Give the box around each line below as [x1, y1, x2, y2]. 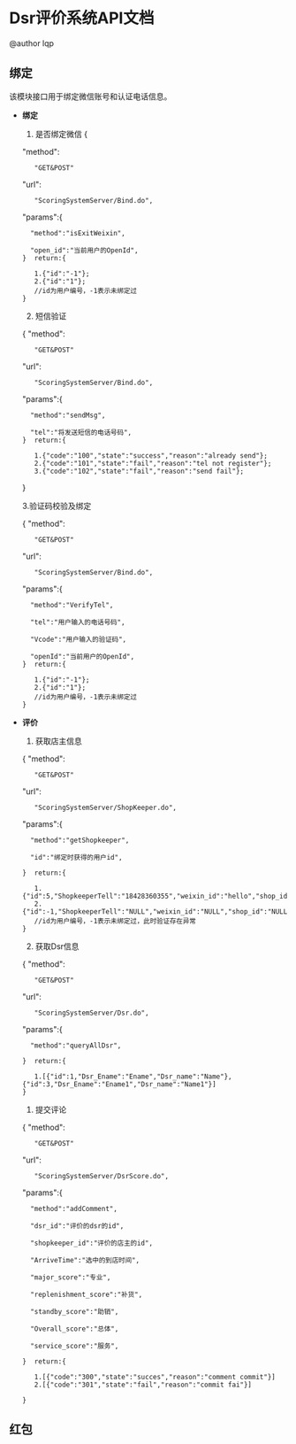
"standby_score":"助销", [30, 1307, 119, 1316]
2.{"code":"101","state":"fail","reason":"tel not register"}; [34, 459, 272, 467]
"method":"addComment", [30, 1204, 118, 1213]
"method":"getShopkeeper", [30, 836, 130, 845]
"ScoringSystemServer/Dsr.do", [34, 1008, 149, 1017]
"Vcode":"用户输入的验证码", [30, 635, 126, 644]
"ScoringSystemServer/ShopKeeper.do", [34, 803, 177, 812]
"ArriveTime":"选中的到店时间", [30, 1255, 140, 1264]
